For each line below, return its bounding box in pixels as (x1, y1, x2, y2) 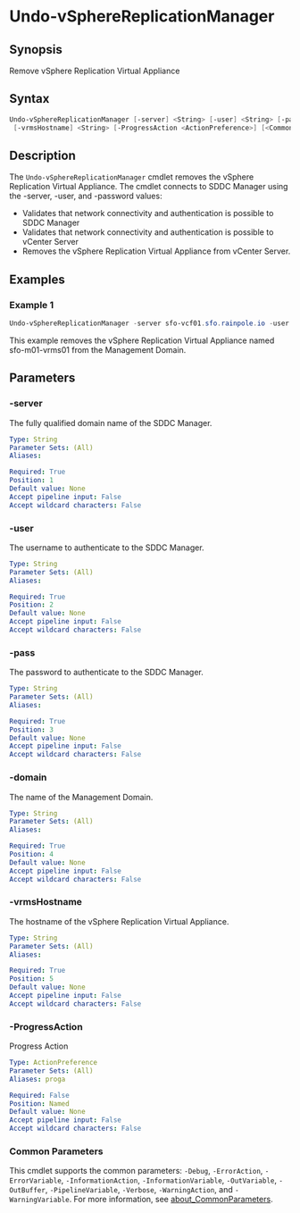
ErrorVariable (9, 1176, 62, 1185)
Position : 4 (9, 850, 54, 859)
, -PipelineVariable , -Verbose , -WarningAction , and (45, 1184, 234, 1195)
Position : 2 (9, 600, 54, 609)
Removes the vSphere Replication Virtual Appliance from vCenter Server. (21, 246, 291, 256)
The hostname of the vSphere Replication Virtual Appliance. (9, 916, 229, 926)
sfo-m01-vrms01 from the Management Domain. (9, 344, 187, 355)
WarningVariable (9, 1195, 70, 1205)
